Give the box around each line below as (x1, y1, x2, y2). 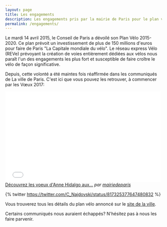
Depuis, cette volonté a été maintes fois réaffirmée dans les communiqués (5, 71, 158, 77)
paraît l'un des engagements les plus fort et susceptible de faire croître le (5, 56, 156, 62)
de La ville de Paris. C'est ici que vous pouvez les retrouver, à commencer (5, 76, 157, 82)
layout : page (5, 7, 32, 12)
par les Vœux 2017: (5, 82, 45, 88)
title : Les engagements (5, 12, 55, 17)
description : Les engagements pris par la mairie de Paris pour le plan (5, 16, 159, 21)
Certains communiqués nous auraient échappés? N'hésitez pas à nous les (5, 211, 157, 217)
